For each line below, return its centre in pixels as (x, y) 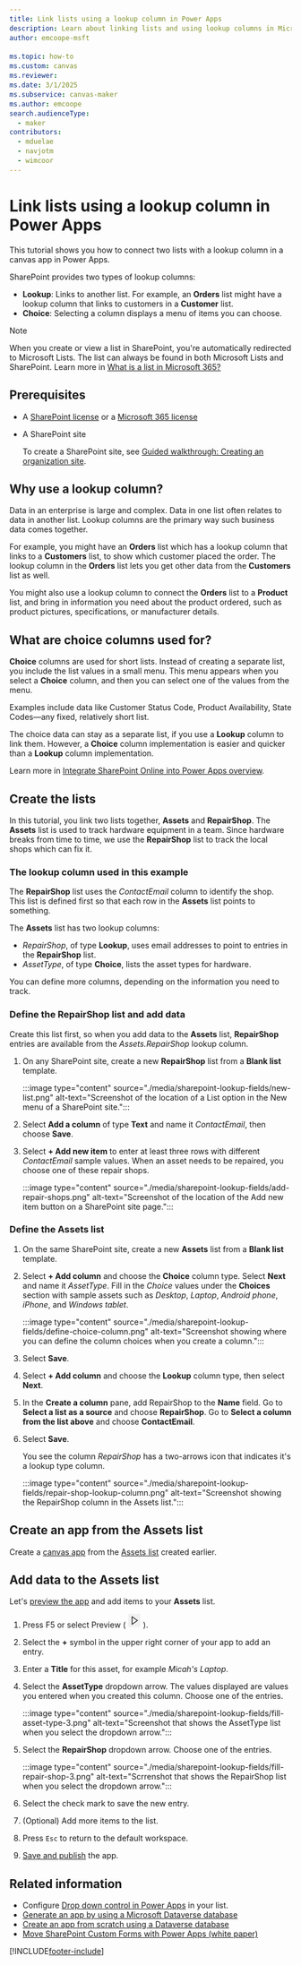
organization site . (54, 460)
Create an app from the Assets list (106, 1530)
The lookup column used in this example (99, 871)
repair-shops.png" (56, 1197)
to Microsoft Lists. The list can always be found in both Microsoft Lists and (146, 357)
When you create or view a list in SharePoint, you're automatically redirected (150, 348)
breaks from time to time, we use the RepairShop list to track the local (139, 839)
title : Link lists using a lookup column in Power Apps (116, 19)
